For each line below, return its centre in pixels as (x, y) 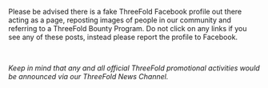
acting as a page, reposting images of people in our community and (120, 20)
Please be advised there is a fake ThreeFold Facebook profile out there (125, 12)
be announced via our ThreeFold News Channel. (88, 76)
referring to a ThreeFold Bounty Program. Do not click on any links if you (128, 28)
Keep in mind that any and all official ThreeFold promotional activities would (134, 68)
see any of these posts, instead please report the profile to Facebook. (123, 37)
